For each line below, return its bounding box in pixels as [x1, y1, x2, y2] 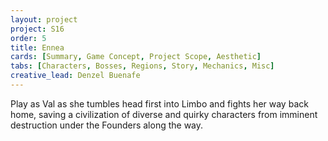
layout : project [10, 14, 78, 25]
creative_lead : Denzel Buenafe [10, 71, 141, 81]
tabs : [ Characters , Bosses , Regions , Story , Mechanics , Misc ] [10, 61, 275, 71]
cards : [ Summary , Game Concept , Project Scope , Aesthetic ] [10, 52, 262, 62]
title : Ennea [10, 42, 65, 53]
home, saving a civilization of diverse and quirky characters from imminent [10, 108, 318, 120]
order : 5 [10, 33, 47, 43]
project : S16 [10, 24, 65, 34]
